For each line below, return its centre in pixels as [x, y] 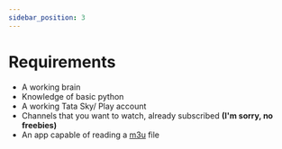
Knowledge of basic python [73, 96]
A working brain [51, 87]
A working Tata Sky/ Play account [84, 106]
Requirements [62, 61]
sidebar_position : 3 [47, 18]
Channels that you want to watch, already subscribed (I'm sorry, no [147, 115]
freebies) [39, 125]
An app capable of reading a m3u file [90, 135]
